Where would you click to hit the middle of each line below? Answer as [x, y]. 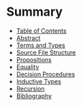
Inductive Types [39, 81]
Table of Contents [41, 31]
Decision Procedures [46, 74]
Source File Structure [46, 52]
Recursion [30, 89]
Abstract [28, 37]
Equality [28, 67]
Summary [34, 12]
